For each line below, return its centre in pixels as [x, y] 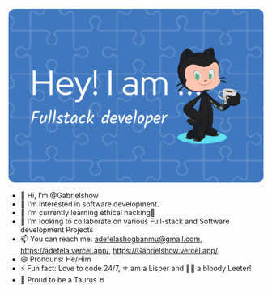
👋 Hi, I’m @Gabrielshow [59, 195]
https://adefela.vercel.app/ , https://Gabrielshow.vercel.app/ [119, 250]
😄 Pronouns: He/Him [55, 259]
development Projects [57, 229]
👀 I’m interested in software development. [89, 204]
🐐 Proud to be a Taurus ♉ [62, 279]
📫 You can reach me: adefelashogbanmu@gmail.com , [111, 239]
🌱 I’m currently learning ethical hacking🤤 [87, 212]
